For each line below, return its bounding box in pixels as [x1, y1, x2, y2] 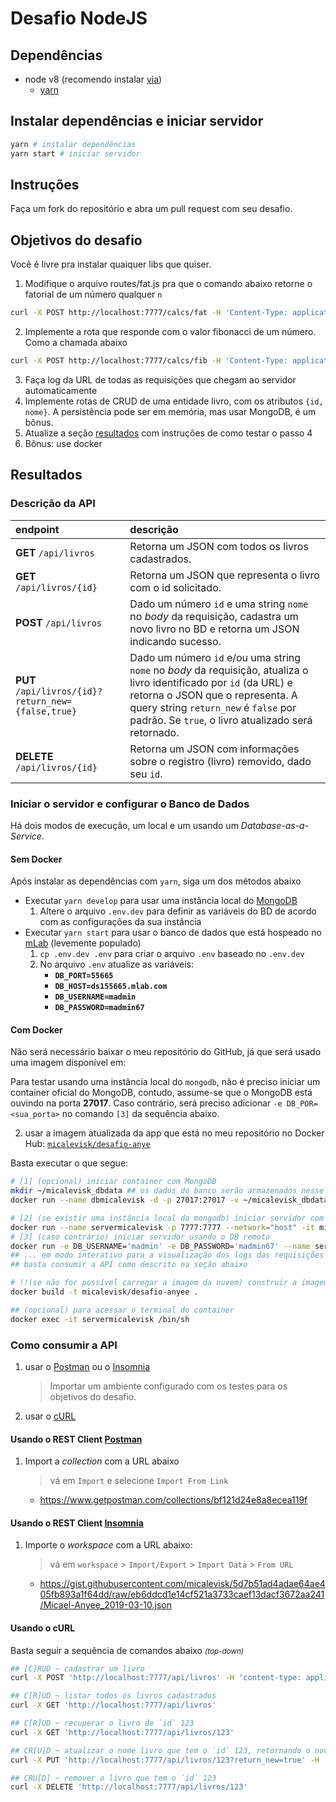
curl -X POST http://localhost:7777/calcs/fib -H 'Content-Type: [10, 356, 288, 366]
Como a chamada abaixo [24, 337, 128, 349]
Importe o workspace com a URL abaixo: [24, 1539, 193, 1551]
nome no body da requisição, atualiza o [129, 663, 309, 677]
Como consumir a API [10, 1338, 118, 1352]
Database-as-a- [240, 819, 310, 831]
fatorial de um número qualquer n [24, 288, 163, 301]
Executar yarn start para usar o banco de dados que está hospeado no [24, 927, 322, 939]
